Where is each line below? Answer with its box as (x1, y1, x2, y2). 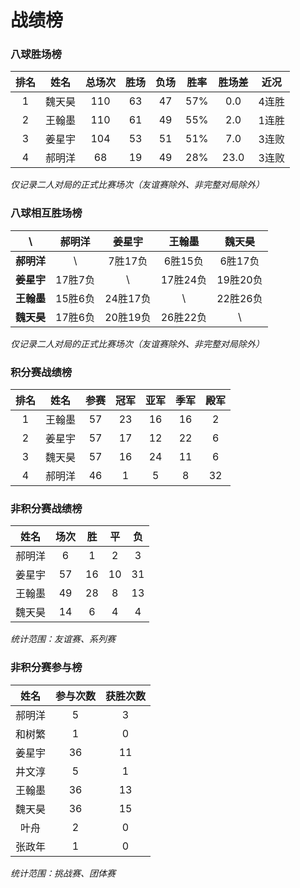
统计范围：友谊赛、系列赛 (10, 633, 116, 645)
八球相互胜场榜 (10, 206, 83, 220)
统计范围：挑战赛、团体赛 (10, 867, 116, 879)
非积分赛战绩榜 (10, 502, 83, 515)
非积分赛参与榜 (10, 661, 83, 675)
